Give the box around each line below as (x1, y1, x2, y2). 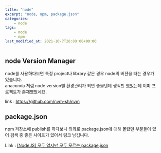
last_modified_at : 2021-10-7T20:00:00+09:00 (5, 39, 97, 44)
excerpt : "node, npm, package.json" (5, 12, 79, 17)
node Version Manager (5, 57, 76, 65)
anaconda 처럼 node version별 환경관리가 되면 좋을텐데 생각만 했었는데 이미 (5, 82, 151, 88)
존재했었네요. (21, 89, 47, 95)
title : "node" (5, 7, 34, 12)
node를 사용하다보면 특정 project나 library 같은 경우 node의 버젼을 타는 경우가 (5, 70, 155, 76)
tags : (5, 25, 16, 30)
